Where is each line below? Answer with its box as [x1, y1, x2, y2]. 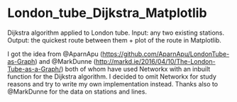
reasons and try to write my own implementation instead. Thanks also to [7, 79, 219, 88]
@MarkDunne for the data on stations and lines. [7, 87, 148, 96]
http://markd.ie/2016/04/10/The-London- [95, 57, 216, 65]
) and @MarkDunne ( [35, 57, 97, 65]
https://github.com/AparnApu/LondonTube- [102, 50, 230, 58]
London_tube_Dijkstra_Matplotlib [7, 5, 207, 21]
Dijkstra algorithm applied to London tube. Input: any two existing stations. [7, 28, 225, 37]
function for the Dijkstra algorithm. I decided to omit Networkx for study [7, 72, 216, 81]
